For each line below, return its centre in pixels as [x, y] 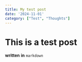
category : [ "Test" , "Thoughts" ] [37, 18]
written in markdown [24, 55]
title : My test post [26, 9]
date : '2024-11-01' [25, 14]
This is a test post [41, 42]
